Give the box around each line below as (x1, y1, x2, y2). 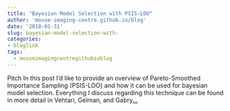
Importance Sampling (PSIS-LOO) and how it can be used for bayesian (7, 81, 208, 90)
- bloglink (7, 42, 39, 49)
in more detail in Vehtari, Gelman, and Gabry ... (7, 96, 138, 104)
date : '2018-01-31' (7, 23, 64, 30)
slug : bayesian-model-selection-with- (7, 29, 119, 37)
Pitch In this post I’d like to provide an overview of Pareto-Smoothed (7, 74, 201, 82)
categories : (7, 36, 41, 43)
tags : (7, 49, 23, 56)
